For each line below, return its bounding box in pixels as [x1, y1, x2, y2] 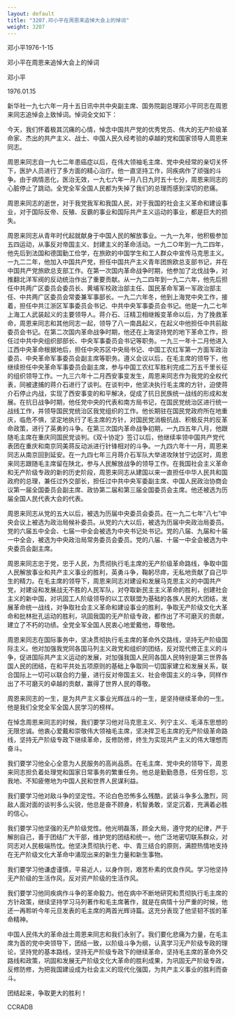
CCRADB [7, 1003, 34, 1011]
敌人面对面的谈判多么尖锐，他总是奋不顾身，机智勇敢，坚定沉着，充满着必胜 [7, 800, 228, 809]
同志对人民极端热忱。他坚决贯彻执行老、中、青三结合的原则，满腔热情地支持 [7, 842, 228, 850]
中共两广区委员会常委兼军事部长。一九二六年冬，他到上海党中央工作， [19, 292, 222, 302]
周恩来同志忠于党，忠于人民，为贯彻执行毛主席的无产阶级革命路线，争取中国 [7, 559, 228, 568]
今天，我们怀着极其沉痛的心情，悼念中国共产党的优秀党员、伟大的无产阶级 [7, 126, 222, 134]
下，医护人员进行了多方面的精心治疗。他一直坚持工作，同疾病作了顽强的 [7, 166, 215, 175]
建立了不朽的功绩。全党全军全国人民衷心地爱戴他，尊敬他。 [7, 621, 179, 629]
